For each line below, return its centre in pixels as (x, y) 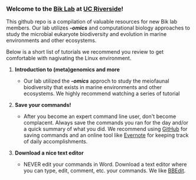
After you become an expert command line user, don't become (100, 116)
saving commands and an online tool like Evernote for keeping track (106, 135)
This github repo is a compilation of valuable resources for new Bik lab (92, 22)
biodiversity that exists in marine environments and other (93, 87)
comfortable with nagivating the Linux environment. (69, 58)
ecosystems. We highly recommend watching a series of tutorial (102, 94)
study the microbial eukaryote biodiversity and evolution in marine (86, 34)
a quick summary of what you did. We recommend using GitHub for (105, 129)
